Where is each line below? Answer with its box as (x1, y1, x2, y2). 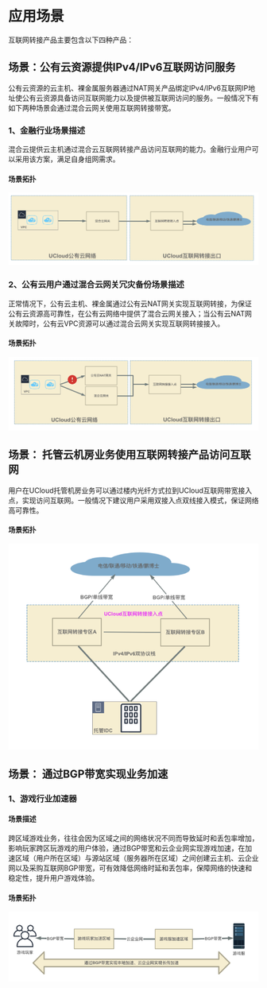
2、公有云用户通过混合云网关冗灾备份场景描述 (8, 279, 184, 290)
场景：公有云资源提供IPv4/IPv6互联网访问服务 (8, 60, 236, 74)
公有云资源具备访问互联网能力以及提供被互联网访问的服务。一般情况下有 (21, 93, 259, 103)
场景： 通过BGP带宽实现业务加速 (8, 767, 168, 781)
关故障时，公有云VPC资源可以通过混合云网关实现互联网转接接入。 (8, 319, 225, 328)
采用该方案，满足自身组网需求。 (14, 154, 120, 164)
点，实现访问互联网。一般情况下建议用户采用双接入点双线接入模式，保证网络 (8, 495, 259, 505)
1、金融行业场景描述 (8, 125, 86, 136)
